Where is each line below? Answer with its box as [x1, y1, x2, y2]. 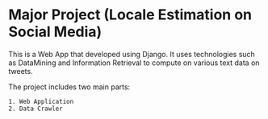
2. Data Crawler [8, 105, 63, 113]
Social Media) [8, 23, 103, 41]
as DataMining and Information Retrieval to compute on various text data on [8, 58, 260, 68]
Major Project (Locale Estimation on [8, 6, 253, 24]
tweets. [8, 66, 34, 76]
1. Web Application [8, 97, 74, 105]
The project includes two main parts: [8, 82, 131, 92]
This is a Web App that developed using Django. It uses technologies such [8, 49, 256, 59]
